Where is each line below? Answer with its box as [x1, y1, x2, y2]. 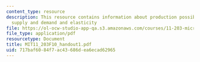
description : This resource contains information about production [6, 14, 177, 20]
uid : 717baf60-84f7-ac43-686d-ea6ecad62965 [6, 47, 116, 53]
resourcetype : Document [6, 36, 65, 42]
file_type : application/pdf [6, 31, 76, 37]
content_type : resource [6, 8, 65, 15]
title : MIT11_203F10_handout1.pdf [6, 42, 92, 48]
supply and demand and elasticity [11, 19, 97, 25]
